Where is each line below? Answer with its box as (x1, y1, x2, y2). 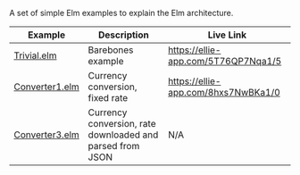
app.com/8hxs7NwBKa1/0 (168, 87, 281, 98)
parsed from (87, 140, 140, 152)
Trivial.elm (13, 49, 57, 62)
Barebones (87, 44, 134, 56)
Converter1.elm (13, 80, 80, 93)
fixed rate (87, 92, 129, 104)
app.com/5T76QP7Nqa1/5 (168, 55, 282, 67)
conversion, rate (87, 118, 156, 129)
